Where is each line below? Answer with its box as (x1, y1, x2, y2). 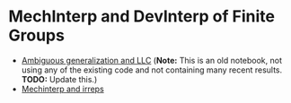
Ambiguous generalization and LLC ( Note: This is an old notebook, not (21, 55, 283, 65)
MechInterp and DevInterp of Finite (8, 6, 276, 27)
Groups (8, 25, 65, 46)
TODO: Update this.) (21, 73, 98, 84)
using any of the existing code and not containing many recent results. (21, 64, 283, 75)
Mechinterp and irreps (21, 83, 104, 94)
